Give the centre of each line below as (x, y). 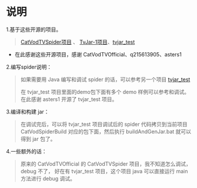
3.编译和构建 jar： (28, 112)
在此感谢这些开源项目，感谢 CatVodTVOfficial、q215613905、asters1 (98, 54)
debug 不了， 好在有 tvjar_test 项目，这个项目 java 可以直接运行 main (104, 171)
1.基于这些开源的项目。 (34, 29)
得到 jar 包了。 (38, 139)
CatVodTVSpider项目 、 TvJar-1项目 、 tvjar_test (78, 42)
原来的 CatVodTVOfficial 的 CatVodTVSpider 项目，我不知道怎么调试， (106, 164)
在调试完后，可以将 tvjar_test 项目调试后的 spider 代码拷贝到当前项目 (104, 124)
